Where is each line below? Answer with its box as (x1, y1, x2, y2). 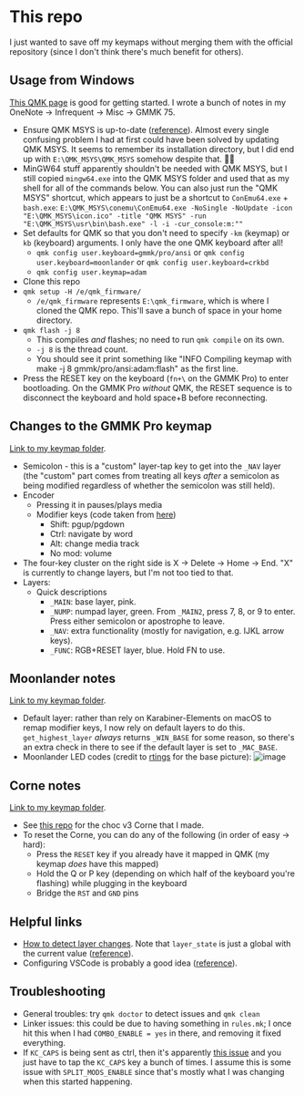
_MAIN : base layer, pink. (49, 595, 137, 607)
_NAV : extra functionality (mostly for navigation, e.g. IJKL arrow (49, 625, 285, 636)
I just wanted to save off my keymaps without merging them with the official (9, 36, 293, 47)
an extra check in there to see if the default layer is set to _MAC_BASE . (22, 741, 278, 753)
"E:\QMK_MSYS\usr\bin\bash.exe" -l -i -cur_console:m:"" (22, 219, 244, 229)
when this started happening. (22, 1076, 133, 1087)
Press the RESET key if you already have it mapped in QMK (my (35, 849, 270, 860)
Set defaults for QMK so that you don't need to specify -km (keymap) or (22, 227, 290, 238)
